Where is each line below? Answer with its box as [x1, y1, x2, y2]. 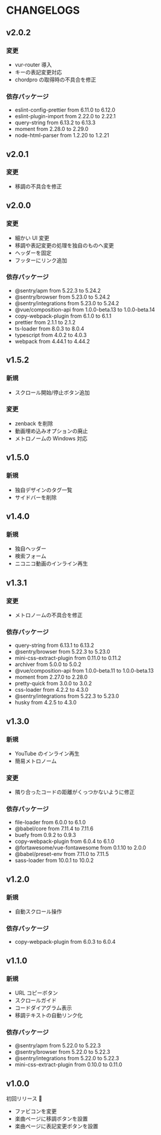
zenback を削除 [14, 419, 53, 427]
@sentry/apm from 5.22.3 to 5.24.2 [14, 287, 101, 294]
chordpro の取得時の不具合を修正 [14, 76, 97, 83]
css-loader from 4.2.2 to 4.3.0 [14, 686, 89, 694]
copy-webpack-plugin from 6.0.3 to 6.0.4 [14, 938, 116, 946]
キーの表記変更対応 [14, 68, 62, 75]
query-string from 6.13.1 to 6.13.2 [14, 642, 94, 649]
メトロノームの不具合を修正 [14, 611, 83, 618]
